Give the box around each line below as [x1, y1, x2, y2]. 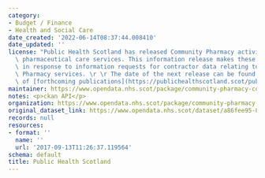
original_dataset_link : [8, 107, 87, 115]
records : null [8, 114, 55, 122]
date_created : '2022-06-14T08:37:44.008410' [8, 33, 157, 42]
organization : [8, 99, 55, 107]
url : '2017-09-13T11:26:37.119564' [15, 143, 132, 151]
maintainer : [8, 84, 47, 93]
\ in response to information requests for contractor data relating [15, 63, 248, 71]
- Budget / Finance [8, 19, 73, 27]
